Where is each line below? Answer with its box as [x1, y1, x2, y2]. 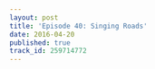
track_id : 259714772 [9, 47, 88, 56]
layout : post [9, 13, 59, 22]
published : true [9, 38, 71, 47]
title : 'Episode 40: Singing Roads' [9, 22, 148, 30]
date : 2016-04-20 [9, 30, 75, 39]
